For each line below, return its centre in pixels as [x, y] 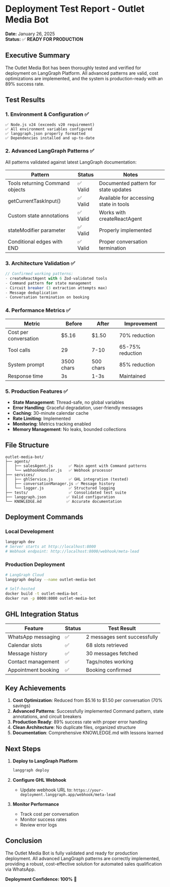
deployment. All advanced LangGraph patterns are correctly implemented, [83, 858]
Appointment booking [34, 670]
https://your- [89, 790]
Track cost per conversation [50, 814]
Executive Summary [38, 56]
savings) [22, 706]
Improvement [141, 323]
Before [74, 323]
